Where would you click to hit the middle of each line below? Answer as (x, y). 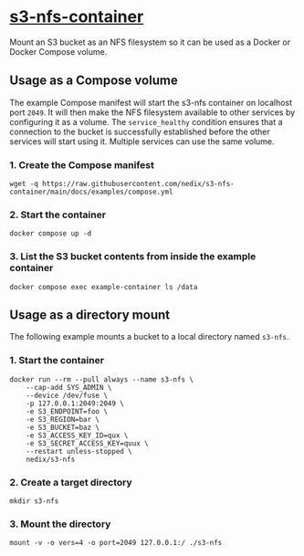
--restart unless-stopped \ (79, 451)
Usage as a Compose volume (94, 81)
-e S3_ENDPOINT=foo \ (67, 411)
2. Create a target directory (71, 482)
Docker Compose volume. (58, 51)
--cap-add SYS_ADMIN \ (69, 387)
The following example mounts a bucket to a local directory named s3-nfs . (149, 337)
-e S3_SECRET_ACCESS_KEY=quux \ (87, 443)
